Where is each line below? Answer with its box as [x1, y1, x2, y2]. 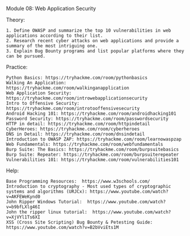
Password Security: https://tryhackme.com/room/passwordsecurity [6, 116, 168, 122]
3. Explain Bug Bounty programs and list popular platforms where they [6, 48, 184, 54]
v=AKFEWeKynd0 [6, 194, 41, 200]
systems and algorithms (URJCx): [6, 189, 88, 194]
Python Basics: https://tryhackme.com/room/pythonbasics [6, 75, 148, 81]
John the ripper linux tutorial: [6, 209, 88, 215]
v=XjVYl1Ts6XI [6, 214, 41, 220]
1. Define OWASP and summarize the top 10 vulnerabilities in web [6, 28, 171, 33]
